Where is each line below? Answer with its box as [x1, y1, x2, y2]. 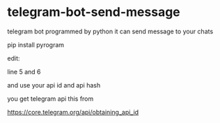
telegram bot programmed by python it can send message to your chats [7, 27, 214, 35]
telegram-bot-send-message [7, 4, 181, 20]
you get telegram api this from [7, 95, 94, 103]
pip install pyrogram [7, 40, 65, 49]
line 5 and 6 [7, 67, 41, 76]
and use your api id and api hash [7, 81, 101, 89]
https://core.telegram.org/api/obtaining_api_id [7, 108, 139, 116]
